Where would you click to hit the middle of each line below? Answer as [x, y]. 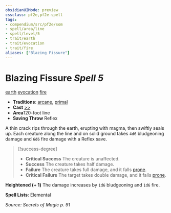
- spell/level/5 [23, 34]
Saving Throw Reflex [35, 119]
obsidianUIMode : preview [32, 10]
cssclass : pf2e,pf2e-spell [34, 15]
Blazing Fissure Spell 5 [55, 78]
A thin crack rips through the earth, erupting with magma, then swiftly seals [85, 128]
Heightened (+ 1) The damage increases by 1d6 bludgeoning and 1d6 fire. [83, 185]
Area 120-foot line [31, 113]
